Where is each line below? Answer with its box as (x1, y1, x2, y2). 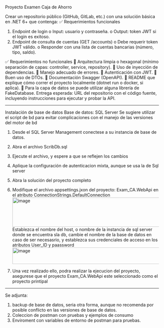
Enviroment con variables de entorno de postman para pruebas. (12, 317, 141, 323)
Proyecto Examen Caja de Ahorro (5, 4, 72, 10)
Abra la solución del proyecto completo (12, 178, 91, 183)
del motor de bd (5, 120, 38, 125)
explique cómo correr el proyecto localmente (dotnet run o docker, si (5, 80, 143, 85)
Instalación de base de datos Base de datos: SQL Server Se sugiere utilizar (5, 109, 156, 115)
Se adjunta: (5, 292, 28, 298)
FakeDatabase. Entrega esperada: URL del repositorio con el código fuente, (5, 90, 157, 96)
